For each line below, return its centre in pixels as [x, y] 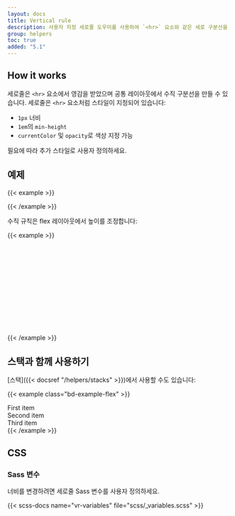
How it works [37, 76]
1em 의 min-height [42, 126]
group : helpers [30, 34]
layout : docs [27, 14]
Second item [26, 415]
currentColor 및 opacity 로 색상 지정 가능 [75, 135]
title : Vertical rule [39, 21]
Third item [22, 423]
